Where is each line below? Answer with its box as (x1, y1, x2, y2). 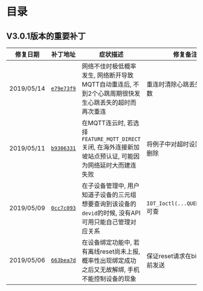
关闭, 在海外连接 (82, 143, 128, 151)
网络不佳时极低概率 (82, 62, 137, 70)
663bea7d (51, 257, 77, 263)
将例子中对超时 (146, 140, 189, 148)
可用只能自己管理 (82, 218, 131, 226)
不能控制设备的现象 (82, 275, 137, 283)
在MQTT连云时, (82, 119, 126, 127)
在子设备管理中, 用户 (82, 181, 140, 190)
